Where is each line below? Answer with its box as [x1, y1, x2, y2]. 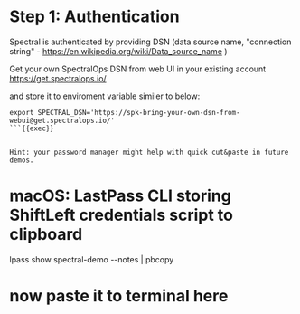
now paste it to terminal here [9, 286, 229, 307]
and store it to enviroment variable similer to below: [9, 90, 201, 101]
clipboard [9, 224, 83, 245]
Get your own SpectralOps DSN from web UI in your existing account [9, 63, 267, 74]
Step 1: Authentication [9, 6, 180, 27]
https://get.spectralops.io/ [9, 72, 107, 83]
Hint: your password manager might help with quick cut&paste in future [9, 147, 289, 157]
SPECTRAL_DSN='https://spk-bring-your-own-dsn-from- [37, 108, 241, 117]
